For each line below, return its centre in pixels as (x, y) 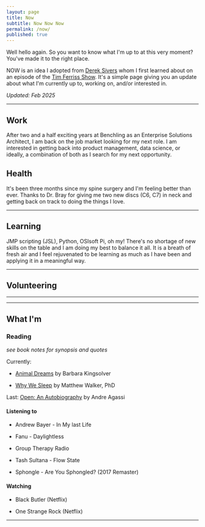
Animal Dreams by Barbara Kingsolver (63, 374)
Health (19, 174)
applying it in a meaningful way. (46, 260)
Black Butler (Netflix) (41, 499)
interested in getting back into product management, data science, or (93, 148)
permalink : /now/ (28, 29)
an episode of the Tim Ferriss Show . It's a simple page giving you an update (102, 77)
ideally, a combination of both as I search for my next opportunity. (89, 154)
